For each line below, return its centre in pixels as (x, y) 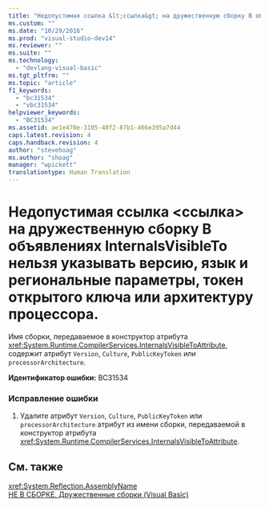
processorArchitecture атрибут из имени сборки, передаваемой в (132, 424)
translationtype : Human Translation (69, 172)
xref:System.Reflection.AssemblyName (73, 486)
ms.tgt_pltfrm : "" (39, 75)
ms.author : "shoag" (41, 157)
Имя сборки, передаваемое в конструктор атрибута (98, 336)
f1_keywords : (30, 90)
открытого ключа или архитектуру (131, 297)
